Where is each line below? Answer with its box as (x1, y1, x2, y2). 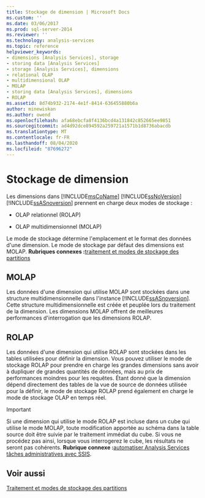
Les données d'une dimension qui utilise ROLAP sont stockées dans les (6, 348, 187, 356)
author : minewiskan (6, 105, 56, 112)
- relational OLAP (6, 72, 53, 78)
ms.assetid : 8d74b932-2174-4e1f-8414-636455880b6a (6, 100, 138, 106)
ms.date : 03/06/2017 (6, 20, 59, 26)
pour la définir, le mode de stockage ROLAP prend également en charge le (6, 388, 194, 395)
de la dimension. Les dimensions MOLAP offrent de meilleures (6, 308, 163, 315)
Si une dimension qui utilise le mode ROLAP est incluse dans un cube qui (6, 418, 190, 425)
